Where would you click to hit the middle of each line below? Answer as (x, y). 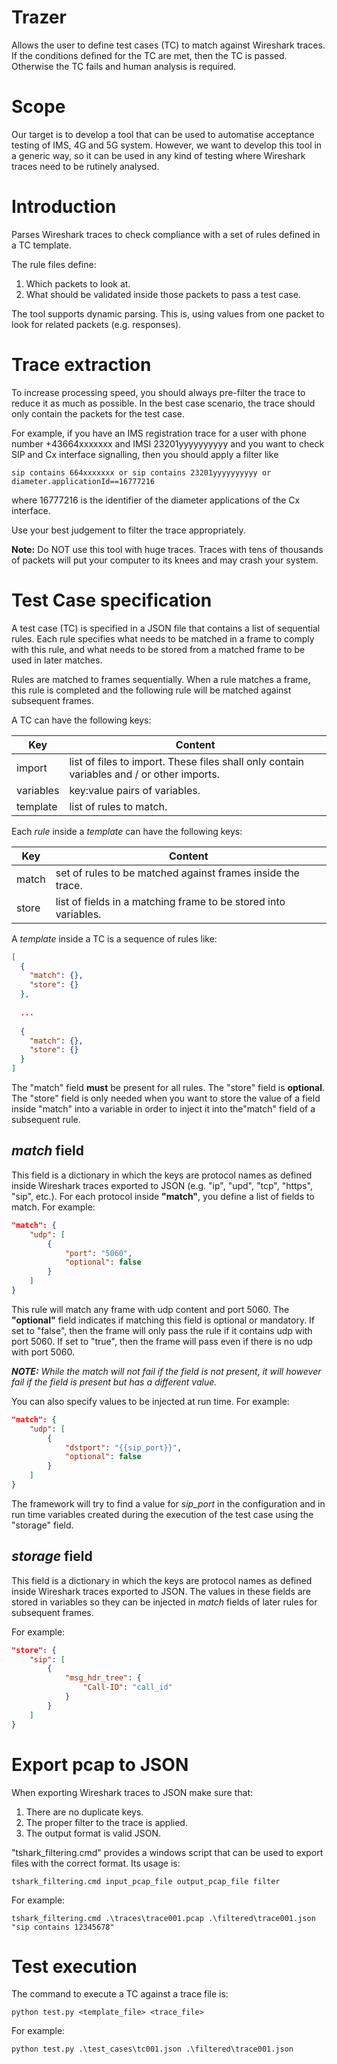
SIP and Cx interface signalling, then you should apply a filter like (145, 454)
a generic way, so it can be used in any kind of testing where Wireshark (158, 155)
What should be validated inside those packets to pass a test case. (163, 294)
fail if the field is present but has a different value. (114, 1382)
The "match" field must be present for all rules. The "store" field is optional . (168, 1088)
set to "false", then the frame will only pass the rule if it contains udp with (162, 1330)
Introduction (64, 207)
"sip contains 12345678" (63, 1927)
